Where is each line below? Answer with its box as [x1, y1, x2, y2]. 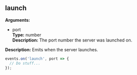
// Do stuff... [9, 61, 41, 66]
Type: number [12, 32, 42, 37]
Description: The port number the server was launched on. [12, 37, 133, 43]
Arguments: [5, 17, 30, 23]
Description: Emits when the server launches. [5, 46, 98, 52]
